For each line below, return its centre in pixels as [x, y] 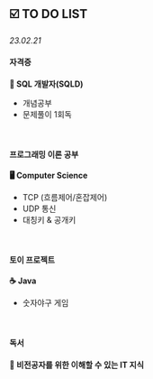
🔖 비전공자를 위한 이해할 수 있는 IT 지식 [76, 365]
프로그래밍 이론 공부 [44, 154]
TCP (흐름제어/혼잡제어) [65, 198]
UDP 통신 [39, 208]
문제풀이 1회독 [47, 115]
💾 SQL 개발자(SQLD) [46, 84]
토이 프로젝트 [32, 260]
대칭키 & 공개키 [49, 220]
